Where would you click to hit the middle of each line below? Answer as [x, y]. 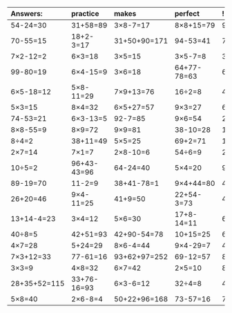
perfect [187, 13]
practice [85, 13]
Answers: [27, 13]
